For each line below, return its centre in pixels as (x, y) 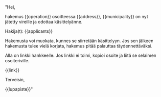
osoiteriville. (17, 61)
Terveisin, (15, 80)
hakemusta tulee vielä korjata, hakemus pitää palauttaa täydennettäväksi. (79, 46)
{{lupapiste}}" (19, 89)
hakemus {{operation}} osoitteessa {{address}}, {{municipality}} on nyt (77, 16)
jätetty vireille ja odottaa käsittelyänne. (44, 22)
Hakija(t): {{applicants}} (29, 31)
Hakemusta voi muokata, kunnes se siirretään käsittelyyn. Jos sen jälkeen (79, 41)
